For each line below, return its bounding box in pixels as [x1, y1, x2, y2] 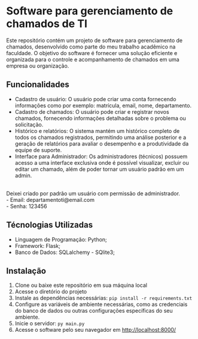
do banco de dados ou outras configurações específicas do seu [14, 307, 173, 314]
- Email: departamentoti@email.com [6, 196, 95, 203]
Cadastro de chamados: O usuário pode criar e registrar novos [14, 108, 169, 115]
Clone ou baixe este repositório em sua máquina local [14, 282, 148, 289]
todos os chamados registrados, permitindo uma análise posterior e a [14, 134, 187, 141]
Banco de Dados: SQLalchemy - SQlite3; [14, 249, 115, 256]
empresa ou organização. [6, 62, 69, 69]
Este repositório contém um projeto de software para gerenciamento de [6, 37, 183, 44]
